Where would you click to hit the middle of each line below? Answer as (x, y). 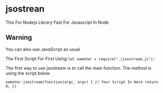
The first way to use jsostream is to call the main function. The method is (78, 68)
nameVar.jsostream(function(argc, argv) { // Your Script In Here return (82, 82)
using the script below (28, 73)
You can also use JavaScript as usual (43, 49)
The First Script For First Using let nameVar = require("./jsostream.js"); (80, 59)
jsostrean (25, 9)
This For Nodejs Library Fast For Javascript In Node (57, 22)
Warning (19, 38)
